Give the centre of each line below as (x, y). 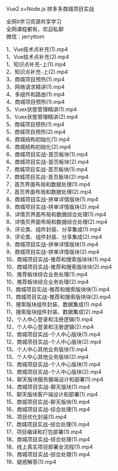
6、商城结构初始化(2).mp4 (39, 147)
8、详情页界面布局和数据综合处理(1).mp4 (56, 214)
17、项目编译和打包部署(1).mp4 (44, 432)
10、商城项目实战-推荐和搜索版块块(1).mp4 (59, 259)
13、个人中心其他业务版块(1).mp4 (47, 349)
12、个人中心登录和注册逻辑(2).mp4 (50, 327)
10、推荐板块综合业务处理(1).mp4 (47, 274)
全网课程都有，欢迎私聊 (35, 29)
